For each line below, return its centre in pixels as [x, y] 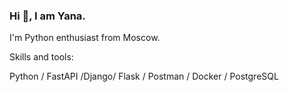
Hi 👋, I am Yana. [47, 16]
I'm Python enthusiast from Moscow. [85, 38]
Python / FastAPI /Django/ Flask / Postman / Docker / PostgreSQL [144, 76]
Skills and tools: [41, 57]
